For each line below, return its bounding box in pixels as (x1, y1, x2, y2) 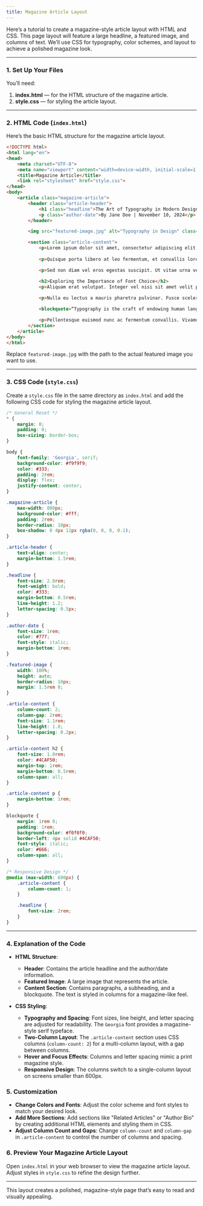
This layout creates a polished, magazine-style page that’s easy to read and (6, 1186, 195, 1193)
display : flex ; (17, 477, 56, 483)
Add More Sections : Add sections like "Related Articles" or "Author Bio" (14, 1114, 195, 1122)
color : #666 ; (17, 847, 50, 853)
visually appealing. (6, 1193, 53, 1200)
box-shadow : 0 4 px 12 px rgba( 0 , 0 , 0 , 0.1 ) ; (17, 527, 131, 534)
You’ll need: (6, 80, 36, 87)
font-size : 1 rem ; (17, 628, 61, 634)
